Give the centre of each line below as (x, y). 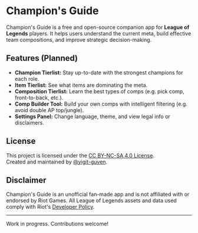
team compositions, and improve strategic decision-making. (79, 40)
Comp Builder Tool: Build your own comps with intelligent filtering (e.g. (101, 104)
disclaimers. (29, 123)
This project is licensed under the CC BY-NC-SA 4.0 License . (80, 155)
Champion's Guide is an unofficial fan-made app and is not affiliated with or (98, 194)
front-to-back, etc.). (39, 97)
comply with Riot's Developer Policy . (50, 207)
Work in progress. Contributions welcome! (57, 224)
